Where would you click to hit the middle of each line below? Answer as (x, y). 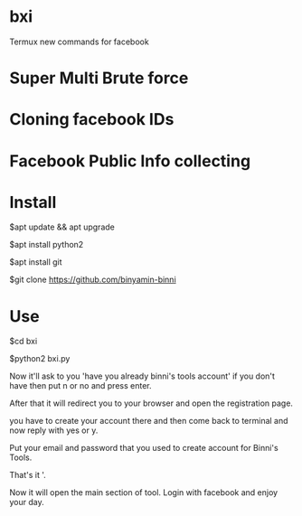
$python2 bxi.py (40, 359)
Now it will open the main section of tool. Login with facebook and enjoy (144, 493)
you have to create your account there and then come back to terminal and (149, 421)
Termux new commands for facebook (79, 42)
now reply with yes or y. (54, 430)
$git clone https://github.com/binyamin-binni (93, 280)
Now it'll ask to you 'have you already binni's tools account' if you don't (142, 376)
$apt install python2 (47, 245)
